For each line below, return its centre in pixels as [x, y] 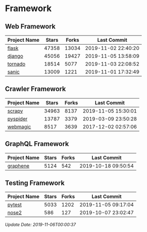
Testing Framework [35, 183]
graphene [19, 166]
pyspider [17, 118]
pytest [15, 205]
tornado [16, 64]
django [15, 56]
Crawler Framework [36, 89]
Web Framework [30, 26]
